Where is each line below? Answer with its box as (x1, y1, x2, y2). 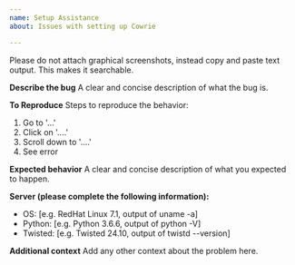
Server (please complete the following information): (9, 191, 210, 201)
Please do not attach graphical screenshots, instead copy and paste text (9, 54, 280, 65)
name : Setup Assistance (9, 13, 100, 23)
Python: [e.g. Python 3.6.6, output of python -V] (22, 218, 202, 229)
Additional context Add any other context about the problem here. (9, 245, 259, 256)
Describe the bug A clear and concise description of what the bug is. (9, 82, 269, 93)
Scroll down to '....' (22, 136, 93, 147)
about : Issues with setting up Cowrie (9, 22, 156, 31)
